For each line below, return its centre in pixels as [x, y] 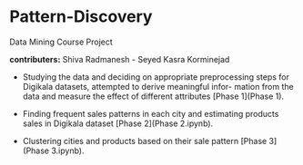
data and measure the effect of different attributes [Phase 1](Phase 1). [153, 96]
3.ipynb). [68, 150]
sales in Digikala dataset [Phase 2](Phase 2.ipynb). [118, 123]
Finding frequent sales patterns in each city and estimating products [151, 113]
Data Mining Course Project [61, 42]
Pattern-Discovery [81, 17]
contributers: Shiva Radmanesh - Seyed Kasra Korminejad [120, 59]
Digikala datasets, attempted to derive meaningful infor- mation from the [158, 86]
